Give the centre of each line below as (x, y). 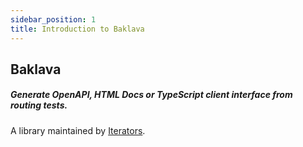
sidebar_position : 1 (53, 19)
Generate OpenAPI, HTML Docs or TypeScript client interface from (151, 95)
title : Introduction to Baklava (77, 29)
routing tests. (39, 105)
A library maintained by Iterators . (78, 130)
